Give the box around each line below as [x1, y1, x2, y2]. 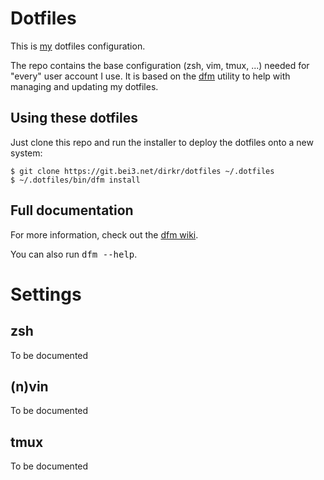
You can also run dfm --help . [10, 248, 138, 260]
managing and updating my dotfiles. [10, 80, 159, 92]
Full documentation [10, 202, 134, 219]
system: [10, 147, 43, 159]
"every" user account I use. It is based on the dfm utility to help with [10, 70, 291, 82]
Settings [10, 283, 82, 306]
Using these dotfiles [10, 110, 139, 127]
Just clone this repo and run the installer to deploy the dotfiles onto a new [10, 136, 314, 148]
